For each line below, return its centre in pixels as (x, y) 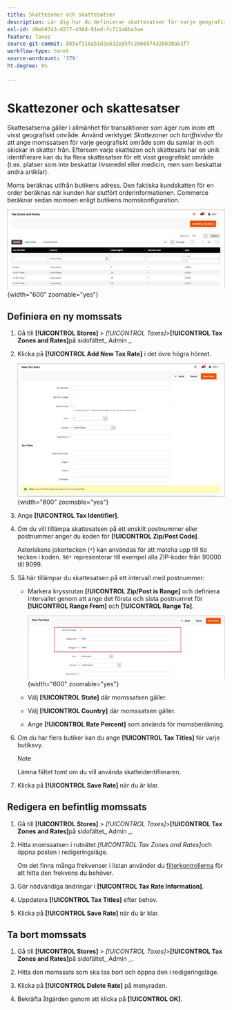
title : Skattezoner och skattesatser (61, 15)
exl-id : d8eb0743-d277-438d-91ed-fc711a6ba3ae (75, 29)
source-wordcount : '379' (43, 59)
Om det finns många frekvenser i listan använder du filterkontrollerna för (120, 865)
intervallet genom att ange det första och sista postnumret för (115, 599)
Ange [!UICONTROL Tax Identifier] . (68, 516)
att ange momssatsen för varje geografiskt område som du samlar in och (111, 142)
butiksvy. (30, 745)
